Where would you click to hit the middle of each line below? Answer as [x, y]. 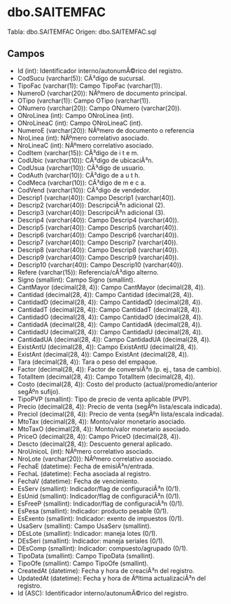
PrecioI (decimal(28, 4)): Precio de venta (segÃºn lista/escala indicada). [120, 414]
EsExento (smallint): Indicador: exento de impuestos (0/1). [100, 518]
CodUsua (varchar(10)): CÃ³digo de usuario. [81, 168]
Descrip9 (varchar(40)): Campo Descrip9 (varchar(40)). [98, 257]
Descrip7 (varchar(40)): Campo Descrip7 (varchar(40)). [98, 242]
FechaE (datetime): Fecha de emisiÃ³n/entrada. [85, 466]
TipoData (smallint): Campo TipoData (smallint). [86, 556]
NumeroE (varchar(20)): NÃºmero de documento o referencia [106, 130]
